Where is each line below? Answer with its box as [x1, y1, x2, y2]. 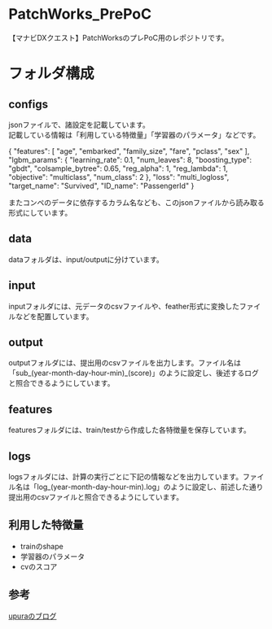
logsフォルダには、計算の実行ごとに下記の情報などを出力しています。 [8, 472, 243, 481]
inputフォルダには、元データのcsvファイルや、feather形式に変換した [8, 301, 240, 311]
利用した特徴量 [8, 518, 84, 532]
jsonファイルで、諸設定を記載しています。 [8, 120, 151, 129]
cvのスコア [20, 561, 58, 571]
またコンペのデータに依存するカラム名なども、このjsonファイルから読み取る [8, 197, 265, 207]
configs [8, 97, 49, 111]
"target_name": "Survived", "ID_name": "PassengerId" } [8, 181, 195, 190]
